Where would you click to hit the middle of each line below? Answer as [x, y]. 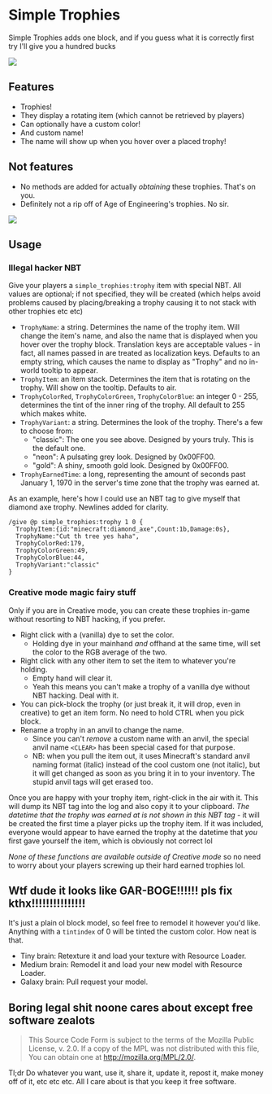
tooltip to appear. [70, 370]
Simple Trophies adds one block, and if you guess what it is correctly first [131, 37]
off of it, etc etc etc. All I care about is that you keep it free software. [123, 1082]
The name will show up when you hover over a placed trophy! [123, 141]
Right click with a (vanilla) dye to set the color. [97, 635]
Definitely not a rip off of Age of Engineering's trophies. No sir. [125, 203]
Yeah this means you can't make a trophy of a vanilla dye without [141, 686]
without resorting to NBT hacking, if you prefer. [87, 619]
